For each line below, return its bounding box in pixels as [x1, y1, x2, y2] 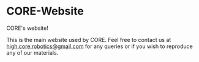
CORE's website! [6, 24, 49, 32]
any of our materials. [6, 49, 59, 56]
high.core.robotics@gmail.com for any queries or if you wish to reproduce [6, 43, 193, 50]
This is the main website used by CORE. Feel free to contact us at [6, 36, 171, 43]
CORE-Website [6, 4, 84, 18]
